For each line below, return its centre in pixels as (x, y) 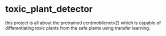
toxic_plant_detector (49, 9)
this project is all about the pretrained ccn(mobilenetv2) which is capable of (83, 23)
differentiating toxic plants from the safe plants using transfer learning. (78, 28)
